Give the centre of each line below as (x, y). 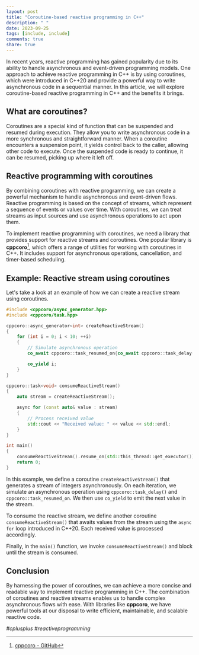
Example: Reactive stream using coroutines (88, 278)
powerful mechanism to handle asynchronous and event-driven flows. (92, 197)
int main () (20, 446)
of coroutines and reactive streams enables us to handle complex (86, 598)
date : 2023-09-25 (28, 28)
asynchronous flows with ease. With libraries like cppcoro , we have (89, 604)
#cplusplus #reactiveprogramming (48, 628)
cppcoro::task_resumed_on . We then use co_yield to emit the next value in (96, 498)
